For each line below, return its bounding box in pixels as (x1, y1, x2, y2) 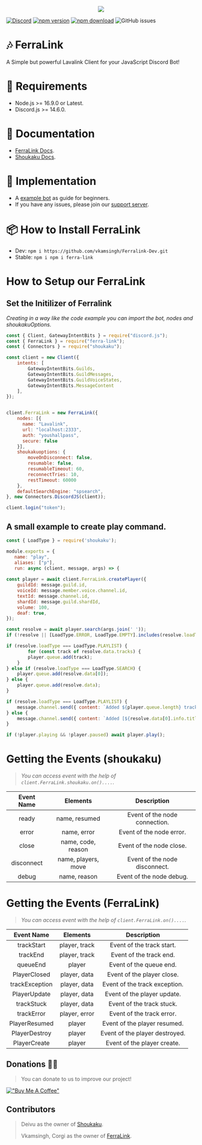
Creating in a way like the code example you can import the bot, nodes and (6, 314, 194, 322)
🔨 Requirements (6, 80, 88, 93)
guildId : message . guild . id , (17, 582, 87, 588)
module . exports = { (6, 548, 55, 554)
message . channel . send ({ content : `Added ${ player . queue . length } (17, 704, 182, 711)
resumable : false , (28, 460, 74, 466)
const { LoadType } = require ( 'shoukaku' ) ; (6, 538, 117, 544)
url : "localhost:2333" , (22, 427, 82, 433)
